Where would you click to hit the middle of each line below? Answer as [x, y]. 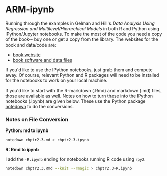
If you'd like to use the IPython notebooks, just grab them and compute [79, 70]
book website [27, 55]
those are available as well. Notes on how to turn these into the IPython [79, 96]
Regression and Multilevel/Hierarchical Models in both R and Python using [82, 28]
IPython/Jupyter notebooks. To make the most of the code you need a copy [84, 34]
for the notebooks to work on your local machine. [56, 80]
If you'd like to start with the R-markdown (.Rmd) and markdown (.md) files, [84, 90]
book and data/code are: [31, 45]
